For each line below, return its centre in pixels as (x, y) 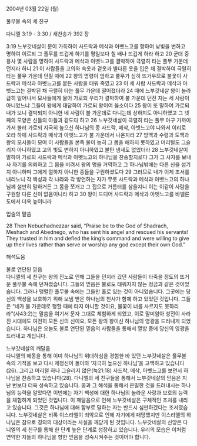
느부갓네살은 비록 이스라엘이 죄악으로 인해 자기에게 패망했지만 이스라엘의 (102, 415)
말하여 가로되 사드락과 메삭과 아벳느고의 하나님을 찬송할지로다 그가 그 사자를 (93, 157)
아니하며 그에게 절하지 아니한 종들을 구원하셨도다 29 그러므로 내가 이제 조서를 (101, 172)
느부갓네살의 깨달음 (28, 348)
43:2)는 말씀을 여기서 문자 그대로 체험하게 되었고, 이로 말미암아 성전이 (100, 314)
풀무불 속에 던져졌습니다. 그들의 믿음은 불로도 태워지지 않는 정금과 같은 (93, 284)
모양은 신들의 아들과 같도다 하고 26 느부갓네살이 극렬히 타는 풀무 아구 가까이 (104, 120)
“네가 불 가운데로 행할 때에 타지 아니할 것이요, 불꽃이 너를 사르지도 (88, 306)
